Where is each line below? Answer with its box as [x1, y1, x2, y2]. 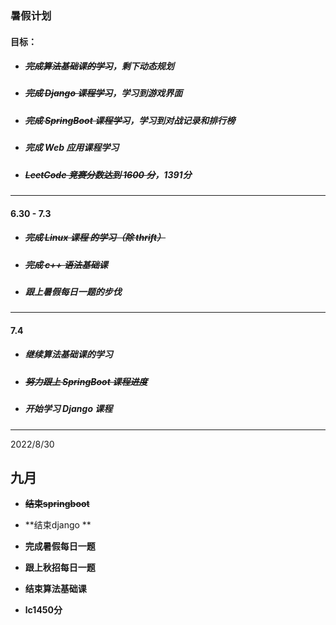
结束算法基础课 [24, 583, 87, 595]
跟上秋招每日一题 [24, 562, 96, 574]
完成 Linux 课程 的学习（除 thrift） [24, 232, 167, 244]
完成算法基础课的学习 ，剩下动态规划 [24, 60, 175, 72]
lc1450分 [24, 604, 63, 616]
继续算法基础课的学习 [24, 348, 113, 361]
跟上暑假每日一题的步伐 [24, 285, 122, 297]
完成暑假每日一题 [24, 540, 96, 552]
